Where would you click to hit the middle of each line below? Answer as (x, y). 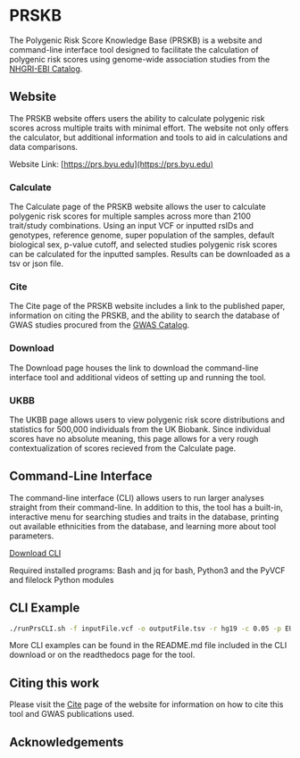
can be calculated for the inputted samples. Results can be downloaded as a (150, 254)
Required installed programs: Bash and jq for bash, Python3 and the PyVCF (147, 570)
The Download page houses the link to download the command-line (134, 368)
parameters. (32, 536)
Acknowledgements (67, 742)
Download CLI (35, 553)
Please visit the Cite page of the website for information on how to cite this (146, 704)
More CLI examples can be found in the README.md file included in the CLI (148, 646)
